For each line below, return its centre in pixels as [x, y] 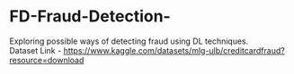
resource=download [47, 60]
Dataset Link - [36, 50]
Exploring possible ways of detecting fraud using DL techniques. [129, 41]
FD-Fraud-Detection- [90, 16]
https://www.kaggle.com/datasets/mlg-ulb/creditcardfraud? [174, 50]
